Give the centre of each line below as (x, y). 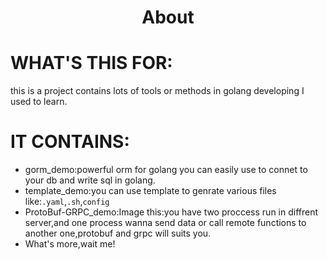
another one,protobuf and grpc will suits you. (118, 233)
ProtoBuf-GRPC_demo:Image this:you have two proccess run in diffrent (171, 212)
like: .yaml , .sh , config (67, 202)
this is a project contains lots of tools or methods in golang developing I (157, 91)
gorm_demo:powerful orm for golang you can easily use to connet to (166, 170)
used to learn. (39, 102)
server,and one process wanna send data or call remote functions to (165, 223)
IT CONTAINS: (70, 142)
